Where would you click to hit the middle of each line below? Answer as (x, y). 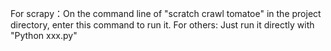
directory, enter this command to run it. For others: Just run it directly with (162, 25)
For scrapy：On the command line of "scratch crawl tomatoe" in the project (166, 13)
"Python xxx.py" (44, 35)
